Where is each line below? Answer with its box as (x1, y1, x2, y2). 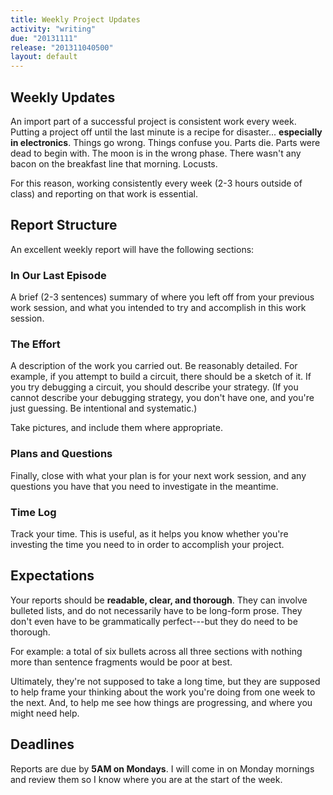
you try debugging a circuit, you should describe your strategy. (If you (10, 381, 299, 393)
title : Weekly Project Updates (10, 14, 141, 25)
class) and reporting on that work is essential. (10, 187, 199, 200)
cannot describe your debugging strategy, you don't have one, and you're (10, 392, 315, 404)
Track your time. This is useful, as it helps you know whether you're (10, 527, 289, 540)
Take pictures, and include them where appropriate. (10, 422, 223, 434)
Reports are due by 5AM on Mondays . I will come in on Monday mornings (10, 762, 315, 775)
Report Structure (10, 217, 118, 234)
